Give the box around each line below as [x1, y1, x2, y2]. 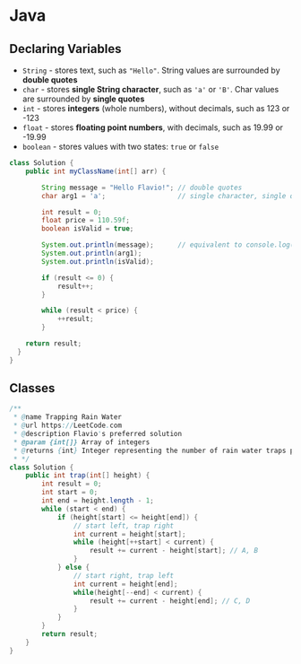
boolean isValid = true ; [41, 224, 134, 233]
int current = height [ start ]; [73, 529, 186, 538]
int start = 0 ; [41, 488, 99, 497]
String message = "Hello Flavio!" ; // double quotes [41, 183, 243, 192]
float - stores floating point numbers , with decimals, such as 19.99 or [21, 122, 284, 133]
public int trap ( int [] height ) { [25, 471, 150, 480]
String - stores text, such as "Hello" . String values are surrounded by [21, 65, 280, 75]
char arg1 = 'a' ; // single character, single [41, 191, 287, 200]
